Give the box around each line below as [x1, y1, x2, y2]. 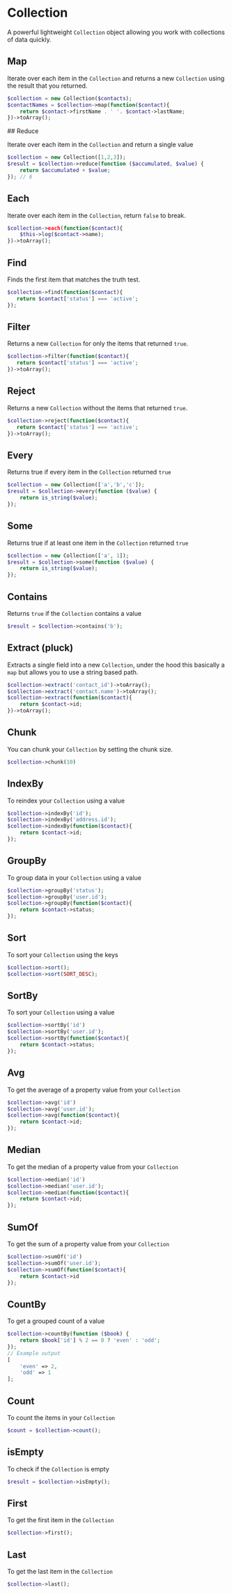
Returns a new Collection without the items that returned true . [7, 403, 188, 412]
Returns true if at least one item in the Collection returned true [7, 539, 189, 547]
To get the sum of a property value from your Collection [7, 1240, 169, 1248]
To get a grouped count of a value [7, 1317, 105, 1325]
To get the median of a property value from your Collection [7, 1162, 179, 1171]
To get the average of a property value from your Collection [7, 1085, 181, 1094]
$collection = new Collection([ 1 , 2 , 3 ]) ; [7, 154, 127, 161]
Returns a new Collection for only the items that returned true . [7, 339, 189, 348]
